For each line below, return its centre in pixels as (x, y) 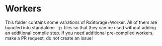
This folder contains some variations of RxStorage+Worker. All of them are (81, 22)
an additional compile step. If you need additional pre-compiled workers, (80, 33)
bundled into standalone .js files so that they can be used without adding (81, 27)
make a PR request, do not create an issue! (49, 38)
